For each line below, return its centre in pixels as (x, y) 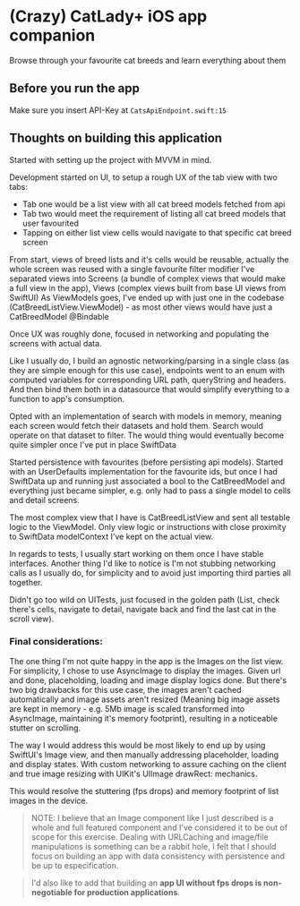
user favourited (50, 223)
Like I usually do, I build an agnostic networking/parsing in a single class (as (149, 361)
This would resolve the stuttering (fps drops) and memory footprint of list (144, 791)
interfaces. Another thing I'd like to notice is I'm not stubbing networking (142, 563)
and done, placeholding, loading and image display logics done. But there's (148, 680)
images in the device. (49, 800)
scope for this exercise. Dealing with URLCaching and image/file (150, 837)
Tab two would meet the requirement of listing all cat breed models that (154, 213)
